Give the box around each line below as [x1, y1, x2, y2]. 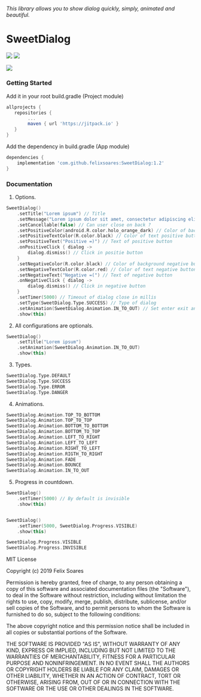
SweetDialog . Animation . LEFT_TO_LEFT [6, 440, 98, 446]
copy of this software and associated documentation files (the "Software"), [6, 585, 191, 593]
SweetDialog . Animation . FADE [6, 456, 77, 462]
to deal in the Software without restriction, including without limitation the [6, 591, 187, 599]
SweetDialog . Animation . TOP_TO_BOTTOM [6, 411, 100, 418]
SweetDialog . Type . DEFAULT [6, 372, 71, 378]
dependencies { [6, 155, 44, 161]
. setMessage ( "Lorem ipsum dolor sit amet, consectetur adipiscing [17, 216, 186, 222]
